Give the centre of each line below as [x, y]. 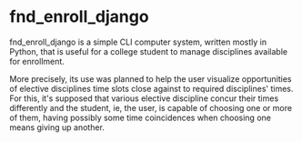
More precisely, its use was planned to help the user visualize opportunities [151, 78]
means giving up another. [57, 127]
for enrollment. [37, 61]
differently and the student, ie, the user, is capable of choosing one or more [151, 107]
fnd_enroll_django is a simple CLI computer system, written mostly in [138, 42]
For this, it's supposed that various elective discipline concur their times [144, 98]
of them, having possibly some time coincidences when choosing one [140, 117]
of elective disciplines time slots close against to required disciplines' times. [151, 88]
